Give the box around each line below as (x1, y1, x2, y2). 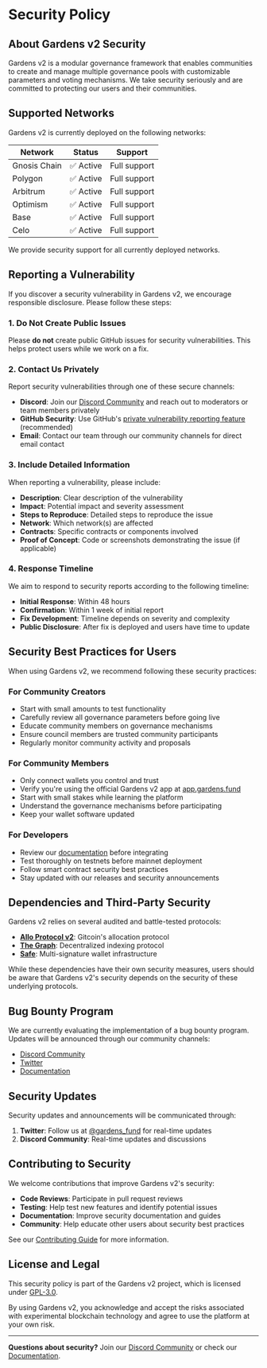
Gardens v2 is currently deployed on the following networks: (8, 127, 207, 137)
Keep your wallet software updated (19, 809, 135, 820)
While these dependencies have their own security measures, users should (8, 964, 254, 975)
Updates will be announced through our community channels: (8, 1034, 211, 1044)
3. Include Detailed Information (8, 459, 130, 471)
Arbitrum (12, 185, 45, 196)
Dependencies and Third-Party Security (8, 896, 211, 909)
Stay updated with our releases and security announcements (19, 873, 220, 882)
